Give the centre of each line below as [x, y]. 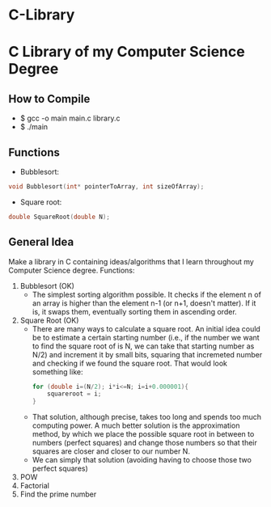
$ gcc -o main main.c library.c [70, 118]
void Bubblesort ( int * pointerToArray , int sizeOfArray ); [106, 187]
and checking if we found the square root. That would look [130, 363]
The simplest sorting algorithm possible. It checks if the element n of [146, 294]
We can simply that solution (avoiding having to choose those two [142, 460]
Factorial [35, 486]
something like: [57, 372]
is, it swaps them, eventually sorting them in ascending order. [134, 311]
